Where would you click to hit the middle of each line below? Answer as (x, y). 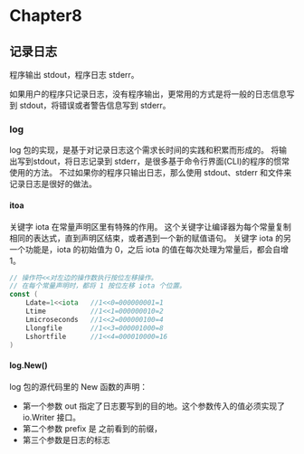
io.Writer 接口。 (52, 417)
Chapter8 (46, 16)
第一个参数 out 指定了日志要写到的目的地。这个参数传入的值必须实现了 (153, 406)
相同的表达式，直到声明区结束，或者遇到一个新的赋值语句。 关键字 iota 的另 (151, 238)
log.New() (28, 365)
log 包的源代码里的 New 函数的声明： (79, 386)
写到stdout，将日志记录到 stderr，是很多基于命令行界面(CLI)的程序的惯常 (153, 161)
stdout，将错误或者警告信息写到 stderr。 (95, 105)
